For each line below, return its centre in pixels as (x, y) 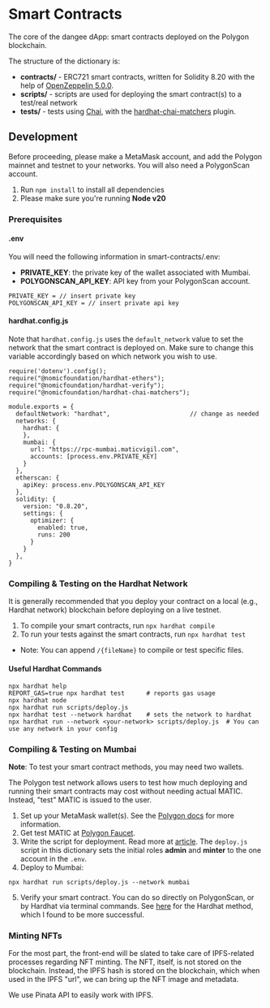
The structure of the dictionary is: (64, 61)
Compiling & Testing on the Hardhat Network (98, 584)
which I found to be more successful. (82, 915)
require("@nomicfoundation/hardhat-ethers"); (86, 379)
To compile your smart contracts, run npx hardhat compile (118, 626)
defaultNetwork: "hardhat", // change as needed (137, 414)
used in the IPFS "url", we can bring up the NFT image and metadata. (124, 980)
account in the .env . (54, 858)
